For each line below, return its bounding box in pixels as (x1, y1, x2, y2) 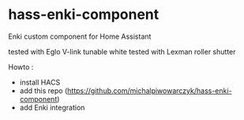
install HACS (19, 77, 61, 87)
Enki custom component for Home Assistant (8, 32, 152, 41)
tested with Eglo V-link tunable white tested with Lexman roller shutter (8, 47, 236, 56)
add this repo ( (19, 85, 68, 96)
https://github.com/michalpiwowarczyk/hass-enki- (66, 85, 232, 96)
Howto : (8, 62, 34, 72)
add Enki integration (19, 103, 85, 112)
